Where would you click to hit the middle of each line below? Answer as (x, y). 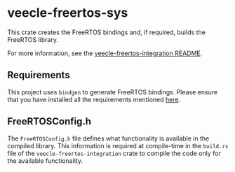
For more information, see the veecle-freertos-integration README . (105, 53)
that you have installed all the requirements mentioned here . (94, 99)
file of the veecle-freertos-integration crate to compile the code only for (114, 153)
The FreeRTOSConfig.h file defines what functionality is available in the (108, 138)
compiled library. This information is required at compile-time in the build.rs (118, 145)
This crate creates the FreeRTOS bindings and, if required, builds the (106, 32)
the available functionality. (45, 160)
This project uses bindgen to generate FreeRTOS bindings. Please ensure (113, 92)
